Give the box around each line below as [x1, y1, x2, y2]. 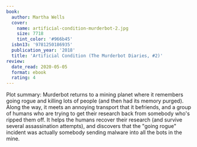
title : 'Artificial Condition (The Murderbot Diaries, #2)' [11, 53, 163, 59]
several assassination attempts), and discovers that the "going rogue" [6, 123, 177, 130]
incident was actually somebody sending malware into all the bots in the [6, 129, 182, 136]
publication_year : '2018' [11, 47, 76, 53]
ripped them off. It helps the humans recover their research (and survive [6, 116, 183, 123]
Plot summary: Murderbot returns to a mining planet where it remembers [6, 91, 184, 98]
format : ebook [11, 69, 46, 75]
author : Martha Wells [11, 14, 65, 20]
